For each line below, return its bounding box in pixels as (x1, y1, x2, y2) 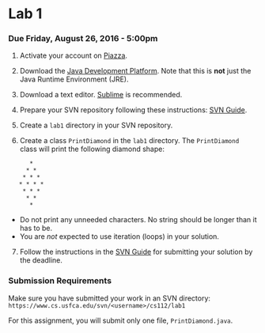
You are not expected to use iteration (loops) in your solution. (19, 232, 220, 241)
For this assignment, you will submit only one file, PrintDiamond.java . (8, 316, 233, 325)
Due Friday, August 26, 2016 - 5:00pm (8, 33, 158, 44)
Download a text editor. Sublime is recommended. (19, 90, 183, 100)
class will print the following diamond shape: (19, 144, 165, 154)
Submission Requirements (8, 275, 112, 286)
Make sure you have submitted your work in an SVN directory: (8, 293, 211, 303)
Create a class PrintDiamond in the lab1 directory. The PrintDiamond (19, 136, 240, 146)
